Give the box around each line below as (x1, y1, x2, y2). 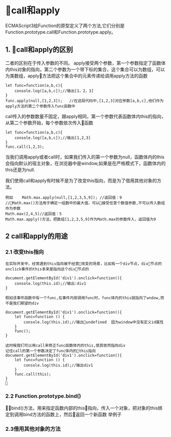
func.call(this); (14, 372, 52, 377)
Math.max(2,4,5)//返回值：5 (5, 211, 62, 216)
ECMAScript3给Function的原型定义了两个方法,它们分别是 (5, 22, 125, 29)
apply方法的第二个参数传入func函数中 (5, 103, 76, 109)
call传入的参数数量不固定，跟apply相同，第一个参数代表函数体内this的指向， (5, 113, 166, 119)
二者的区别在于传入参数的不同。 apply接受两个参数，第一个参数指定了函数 (5, 60, 162, 66)
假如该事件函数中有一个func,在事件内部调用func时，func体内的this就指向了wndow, (5, 295, 161, 301)
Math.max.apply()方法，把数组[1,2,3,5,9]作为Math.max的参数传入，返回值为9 (5, 217, 156, 222)
